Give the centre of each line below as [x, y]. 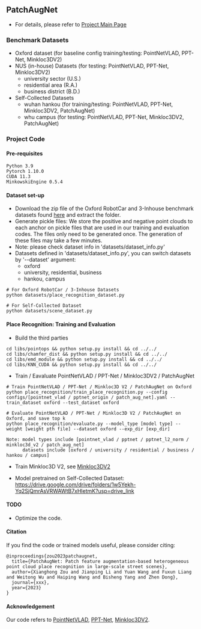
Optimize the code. [38, 518]
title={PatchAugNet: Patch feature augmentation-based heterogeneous [100, 562]
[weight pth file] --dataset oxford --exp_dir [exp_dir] [97, 429]
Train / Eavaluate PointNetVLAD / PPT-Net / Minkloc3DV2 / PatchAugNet [105, 376]
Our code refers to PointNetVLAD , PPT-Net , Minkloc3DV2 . [78, 620]
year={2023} [27, 588]
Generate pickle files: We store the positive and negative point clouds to [104, 222]
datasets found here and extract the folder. [68, 215]
